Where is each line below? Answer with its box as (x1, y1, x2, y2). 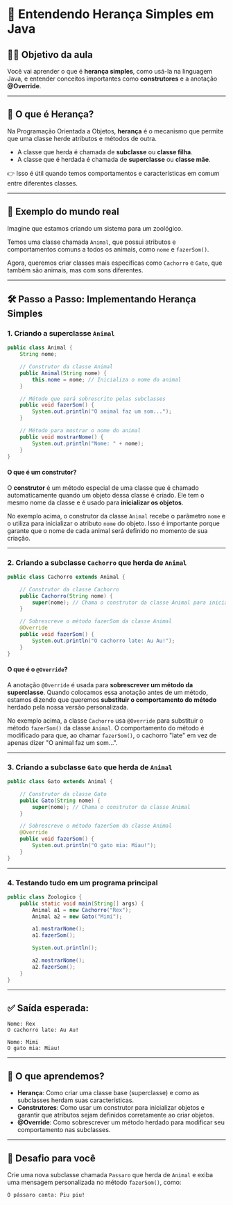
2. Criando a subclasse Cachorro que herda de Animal (7, 557, 187, 567)
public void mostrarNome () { (19, 434, 104, 441)
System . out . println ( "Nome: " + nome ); (32, 440, 144, 447)
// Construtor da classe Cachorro (19, 586, 119, 593)
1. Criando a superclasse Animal (7, 328, 115, 338)
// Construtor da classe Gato (19, 790, 107, 798)
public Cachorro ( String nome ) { (19, 592, 113, 600)
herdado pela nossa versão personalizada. (7, 703, 129, 711)
